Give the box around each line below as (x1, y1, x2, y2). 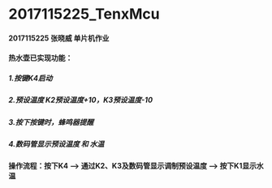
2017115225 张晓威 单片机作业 (8, 33, 110, 43)
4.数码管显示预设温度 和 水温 (8, 139, 105, 149)
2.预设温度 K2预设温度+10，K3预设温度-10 (8, 95, 153, 105)
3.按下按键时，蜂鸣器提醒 (8, 117, 94, 126)
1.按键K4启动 (8, 73, 53, 83)
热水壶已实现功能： (8, 53, 73, 63)
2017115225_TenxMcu (8, 5, 160, 23)
